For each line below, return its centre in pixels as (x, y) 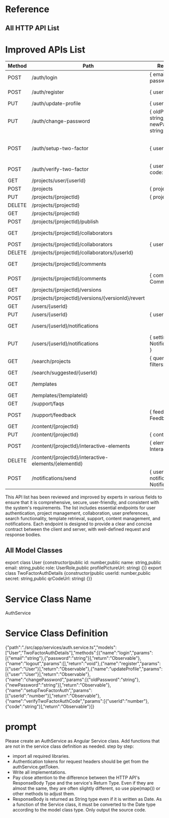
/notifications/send (54, 478)
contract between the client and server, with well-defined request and (77, 529)
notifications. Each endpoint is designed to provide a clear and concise (79, 524)
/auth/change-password (61, 121)
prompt (21, 727)
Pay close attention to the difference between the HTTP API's (76, 778)
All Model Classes (34, 550)
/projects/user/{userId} (59, 180)
